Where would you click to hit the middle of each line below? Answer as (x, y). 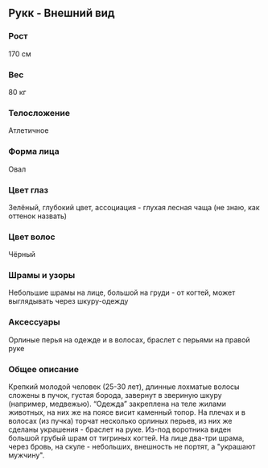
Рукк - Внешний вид (62, 13)
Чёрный (22, 255)
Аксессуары (34, 322)
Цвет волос (32, 237)
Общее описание (43, 369)
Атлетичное (29, 130)
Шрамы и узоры (42, 275)
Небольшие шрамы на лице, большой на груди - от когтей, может (122, 292)
